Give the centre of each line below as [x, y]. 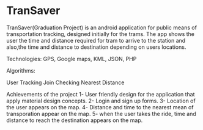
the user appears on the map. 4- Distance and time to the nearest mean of [100, 107]
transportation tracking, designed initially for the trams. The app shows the [100, 34]
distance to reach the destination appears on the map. [75, 120]
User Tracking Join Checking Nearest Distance [65, 82]
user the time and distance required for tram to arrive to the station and [96, 40]
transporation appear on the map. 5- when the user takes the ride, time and [102, 114]
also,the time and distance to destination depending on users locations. [96, 47]
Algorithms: [21, 70]
